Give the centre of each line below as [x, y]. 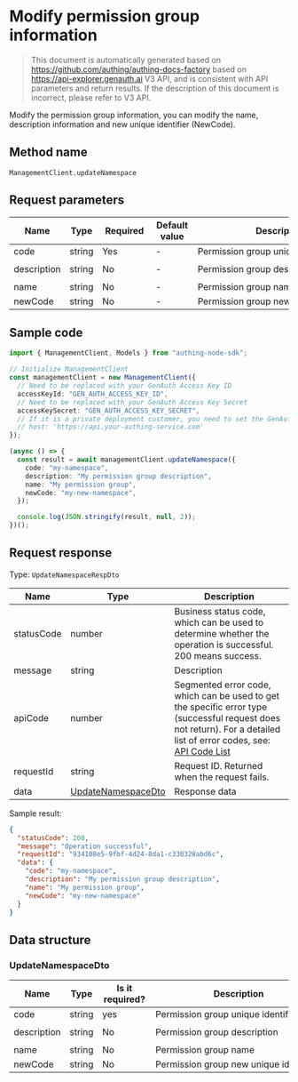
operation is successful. [224, 645]
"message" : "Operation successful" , [85, 846]
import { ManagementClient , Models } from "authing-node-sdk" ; [129, 353]
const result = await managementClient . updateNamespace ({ [127, 460]
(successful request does [227, 717]
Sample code [46, 332]
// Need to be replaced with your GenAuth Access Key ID [125, 386]
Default [173, 225]
